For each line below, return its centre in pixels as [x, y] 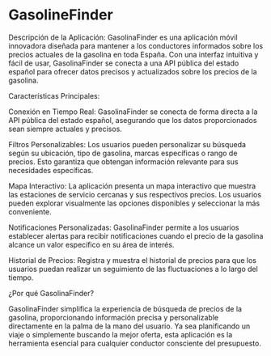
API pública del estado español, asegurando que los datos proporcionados [133, 120]
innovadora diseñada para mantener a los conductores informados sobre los [136, 45]
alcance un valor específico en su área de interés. [91, 244]
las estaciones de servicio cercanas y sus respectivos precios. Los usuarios [135, 194]
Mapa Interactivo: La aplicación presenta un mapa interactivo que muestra [132, 186]
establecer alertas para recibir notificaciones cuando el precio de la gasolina [136, 235]
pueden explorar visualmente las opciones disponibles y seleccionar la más [134, 203]
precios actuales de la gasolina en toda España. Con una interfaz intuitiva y [133, 54]
